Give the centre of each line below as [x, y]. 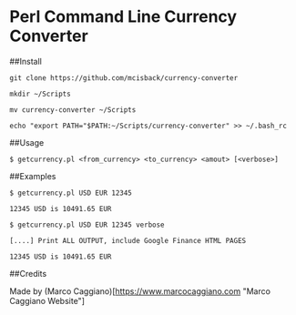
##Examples [33, 176]
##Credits [28, 273]
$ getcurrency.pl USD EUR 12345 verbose [87, 225]
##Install [26, 61]
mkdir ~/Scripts [40, 94]
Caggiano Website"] [47, 300]
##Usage [27, 142]
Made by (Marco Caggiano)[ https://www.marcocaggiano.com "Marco [140, 291]
